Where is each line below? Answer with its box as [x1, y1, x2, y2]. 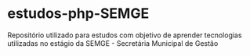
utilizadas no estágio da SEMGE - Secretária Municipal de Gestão [7, 38, 219, 47]
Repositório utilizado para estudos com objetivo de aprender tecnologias [7, 30, 242, 40]
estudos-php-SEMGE [7, 5, 150, 23]
